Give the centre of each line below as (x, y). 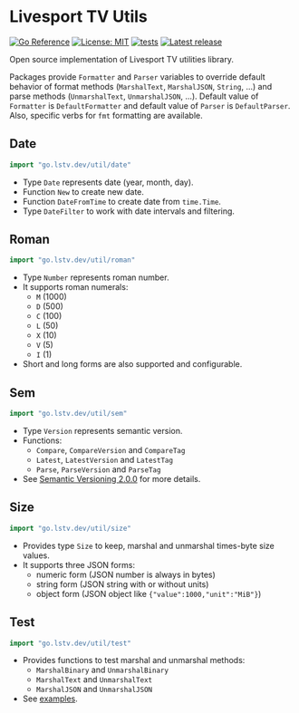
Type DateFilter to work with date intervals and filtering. (129, 211)
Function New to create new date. (83, 191)
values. (36, 555)
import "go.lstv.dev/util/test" (70, 643)
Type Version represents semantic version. (102, 431)
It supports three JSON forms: (79, 564)
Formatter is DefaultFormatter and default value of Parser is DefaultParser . (150, 105)
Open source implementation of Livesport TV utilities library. (121, 59)
